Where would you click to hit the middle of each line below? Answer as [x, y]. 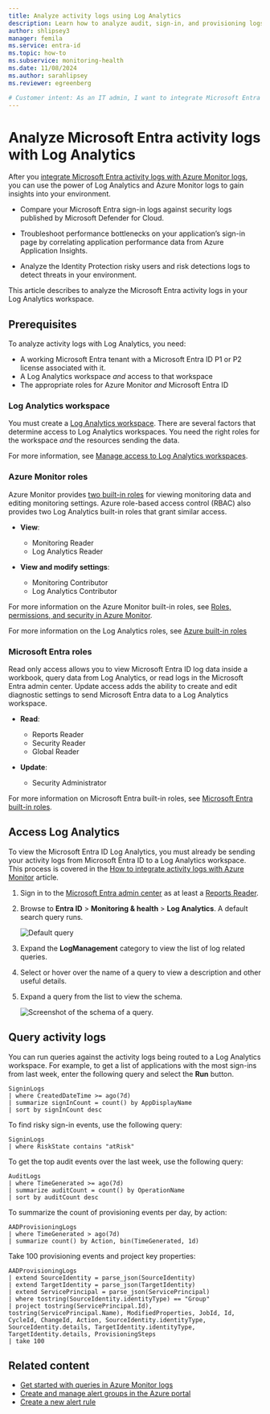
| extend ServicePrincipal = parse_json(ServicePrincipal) [109, 1292]
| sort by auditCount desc [53, 1197]
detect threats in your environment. [78, 275]
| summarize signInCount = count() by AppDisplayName [100, 1103]
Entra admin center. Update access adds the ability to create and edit [123, 686]
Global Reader [55, 752]
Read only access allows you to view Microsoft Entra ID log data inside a [128, 670]
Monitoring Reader [63, 542]
